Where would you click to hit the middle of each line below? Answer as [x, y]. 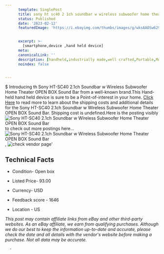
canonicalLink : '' [37, 55]
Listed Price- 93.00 [31, 181]
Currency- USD [28, 190]
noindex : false [33, 64]
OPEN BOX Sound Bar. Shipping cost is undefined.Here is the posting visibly [82, 113]
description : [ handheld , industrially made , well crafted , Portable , [87, 59]
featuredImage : [33, 28]
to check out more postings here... [40, 128]
